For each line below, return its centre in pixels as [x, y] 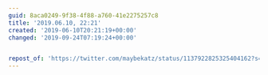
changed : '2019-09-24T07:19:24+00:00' [73, 37]
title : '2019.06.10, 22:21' [55, 23]
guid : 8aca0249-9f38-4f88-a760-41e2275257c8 [83, 15]
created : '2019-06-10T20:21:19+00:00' [73, 30]
